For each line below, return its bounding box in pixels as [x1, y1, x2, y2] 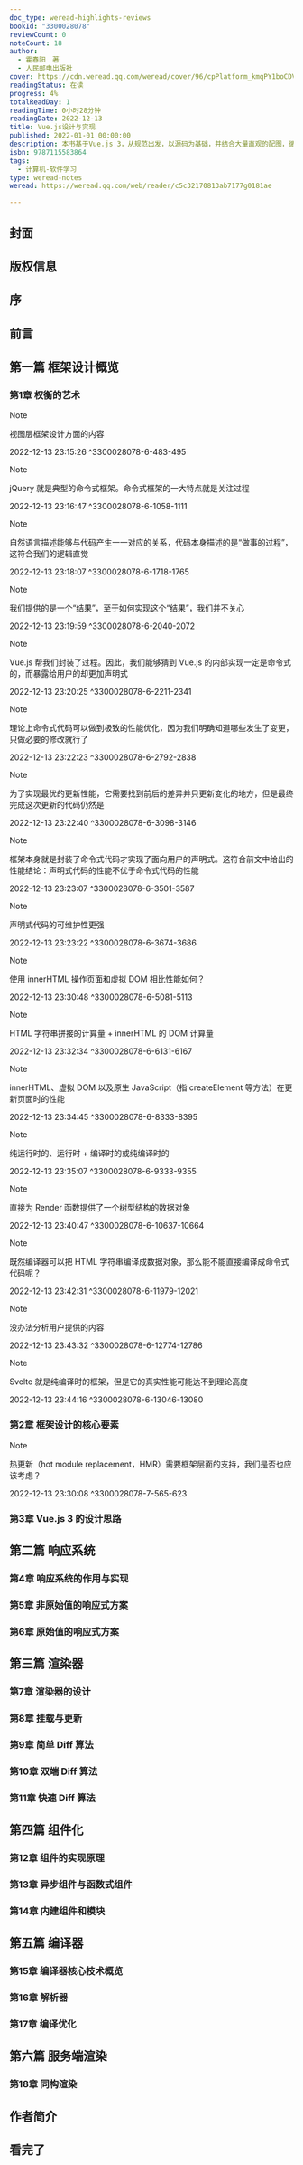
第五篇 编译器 [9, 1935, 84, 1951]
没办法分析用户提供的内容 [9, 1322, 105, 1333]
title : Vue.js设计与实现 [9, 123, 96, 132]
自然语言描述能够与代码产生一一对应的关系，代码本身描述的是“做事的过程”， [9, 537, 293, 548]
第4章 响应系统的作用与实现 [9, 1572, 129, 1584]
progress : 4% [9, 89, 59, 98]
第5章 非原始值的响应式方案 [9, 1599, 129, 1611]
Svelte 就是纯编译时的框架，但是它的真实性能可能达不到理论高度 [9, 1376, 248, 1387]
